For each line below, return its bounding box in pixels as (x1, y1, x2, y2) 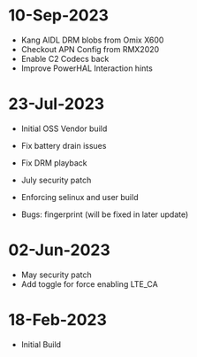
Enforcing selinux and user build (20, 191, 139, 202)
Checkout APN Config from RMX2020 (20, 43, 160, 54)
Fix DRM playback (20, 157, 87, 168)
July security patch (20, 175, 92, 185)
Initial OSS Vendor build (20, 123, 108, 134)
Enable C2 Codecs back (20, 53, 110, 64)
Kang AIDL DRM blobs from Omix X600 (20, 35, 164, 45)
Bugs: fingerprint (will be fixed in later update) (20, 209, 189, 220)
